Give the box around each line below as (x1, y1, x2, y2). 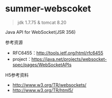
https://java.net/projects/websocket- (31, 56, 107, 62)
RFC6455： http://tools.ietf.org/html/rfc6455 (12, 50, 103, 56)
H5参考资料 (5, 72, 29, 78)
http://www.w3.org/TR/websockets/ (12, 82, 86, 88)
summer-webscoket (5, 3, 91, 14)
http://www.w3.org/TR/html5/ (12, 87, 73, 93)
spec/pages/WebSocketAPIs (12, 62, 71, 68)
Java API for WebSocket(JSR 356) (5, 29, 76, 35)
